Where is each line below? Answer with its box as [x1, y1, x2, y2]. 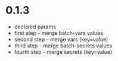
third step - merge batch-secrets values [14, 42, 113, 49]
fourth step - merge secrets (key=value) [14, 48, 113, 55]
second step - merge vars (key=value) [14, 36, 108, 43]
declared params [14, 23, 56, 30]
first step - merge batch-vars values [14, 29, 104, 36]
